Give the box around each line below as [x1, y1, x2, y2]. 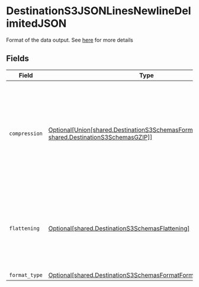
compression [9, 130, 43, 137]
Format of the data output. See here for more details [6, 36, 133, 43]
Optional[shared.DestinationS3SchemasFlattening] [48, 224, 190, 232]
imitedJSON [6, 17, 67, 30]
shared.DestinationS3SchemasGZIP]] [48, 133, 153, 141]
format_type [9, 272, 43, 278]
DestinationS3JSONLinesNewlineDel [6, 4, 191, 18]
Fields [6, 53, 30, 63]
